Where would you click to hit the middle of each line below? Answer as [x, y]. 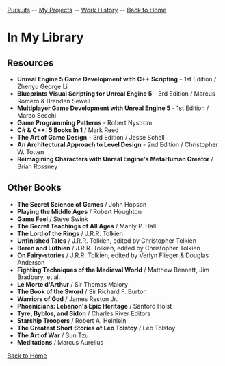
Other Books [34, 188]
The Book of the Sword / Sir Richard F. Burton [82, 291]
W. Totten [30, 152]
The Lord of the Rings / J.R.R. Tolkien [70, 233]
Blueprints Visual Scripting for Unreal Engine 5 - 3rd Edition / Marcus [116, 94]
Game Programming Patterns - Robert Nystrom [84, 123]
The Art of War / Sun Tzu [53, 335]
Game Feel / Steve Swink [52, 219]
